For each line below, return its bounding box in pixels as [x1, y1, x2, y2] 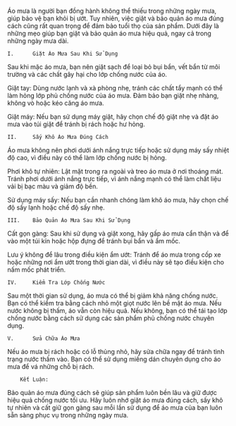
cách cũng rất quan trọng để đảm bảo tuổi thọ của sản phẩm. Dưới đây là [7, 22, 220, 30]
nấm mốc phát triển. [7, 265, 66, 274]
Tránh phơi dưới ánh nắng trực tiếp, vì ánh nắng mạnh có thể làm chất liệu [7, 175, 221, 183]
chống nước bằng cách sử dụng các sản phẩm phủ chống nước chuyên [7, 314, 215, 322]
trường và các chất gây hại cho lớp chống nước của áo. [7, 71, 168, 78]
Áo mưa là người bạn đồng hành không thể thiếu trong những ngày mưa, [7, 7, 217, 15]
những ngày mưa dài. [7, 37, 69, 45]
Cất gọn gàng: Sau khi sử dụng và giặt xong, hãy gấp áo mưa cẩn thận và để [7, 229, 229, 238]
